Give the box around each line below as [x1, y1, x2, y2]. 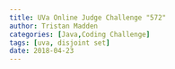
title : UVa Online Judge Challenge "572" [9, 13, 167, 22]
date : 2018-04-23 [9, 47, 74, 56]
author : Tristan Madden [9, 22, 99, 30]
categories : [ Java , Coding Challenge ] [9, 30, 151, 39]
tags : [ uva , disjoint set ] [9, 38, 110, 47]
